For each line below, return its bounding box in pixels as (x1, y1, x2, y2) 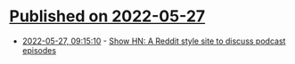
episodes (21, 44, 56, 55)
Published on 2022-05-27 (9, 6, 206, 27)
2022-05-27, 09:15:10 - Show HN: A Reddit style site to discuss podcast (21, 36, 286, 46)
